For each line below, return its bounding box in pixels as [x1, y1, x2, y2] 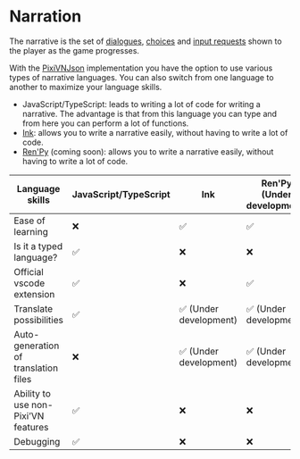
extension [13, 288, 55, 300]
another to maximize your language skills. [9, 81, 162, 92]
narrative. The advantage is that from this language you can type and [21, 108, 278, 119]
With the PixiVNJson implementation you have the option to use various [9, 63, 273, 73]
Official [13, 265, 45, 278]
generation [13, 339, 60, 352]
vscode [13, 277, 46, 289]
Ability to [13, 387, 51, 399]
